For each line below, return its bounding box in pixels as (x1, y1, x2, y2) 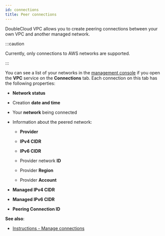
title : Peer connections (5, 12, 57, 17)
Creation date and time (12, 99, 61, 105)
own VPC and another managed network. (5, 31, 90, 37)
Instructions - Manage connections (12, 225, 85, 231)
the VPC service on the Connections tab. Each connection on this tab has (5, 75, 158, 81)
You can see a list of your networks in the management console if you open (5, 69, 161, 75)
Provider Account (19, 177, 57, 183)
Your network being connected (12, 109, 77, 115)
